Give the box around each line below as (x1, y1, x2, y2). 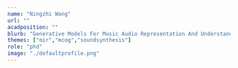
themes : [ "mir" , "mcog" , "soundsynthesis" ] (7, 37, 132, 44)
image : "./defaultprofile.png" (7, 50, 100, 57)
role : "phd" (7, 43, 42, 50)
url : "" (7, 17, 30, 24)
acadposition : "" (7, 23, 59, 30)
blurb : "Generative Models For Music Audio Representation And (7, 30, 198, 38)
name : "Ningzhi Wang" (7, 10, 72, 18)
